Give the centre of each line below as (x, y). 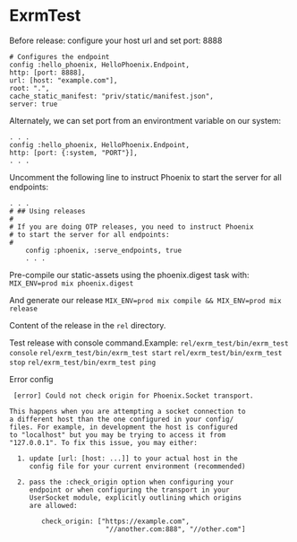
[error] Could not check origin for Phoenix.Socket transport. (133, 396)
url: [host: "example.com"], (64, 80)
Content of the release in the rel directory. (88, 325)
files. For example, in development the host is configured (124, 427)
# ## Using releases (48, 211)
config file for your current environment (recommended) (137, 466)
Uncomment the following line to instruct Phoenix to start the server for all (145, 177)
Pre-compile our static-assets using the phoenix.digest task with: (129, 275)
